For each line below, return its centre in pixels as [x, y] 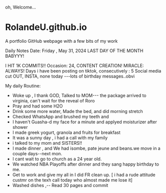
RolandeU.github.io [46, 27]
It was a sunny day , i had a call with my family [60, 138]
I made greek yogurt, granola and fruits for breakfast [66, 132]
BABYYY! [15, 56]
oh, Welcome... [21, 7]
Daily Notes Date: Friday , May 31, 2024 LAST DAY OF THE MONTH [74, 50]
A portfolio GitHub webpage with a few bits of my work [62, 41]
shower [20, 127]
